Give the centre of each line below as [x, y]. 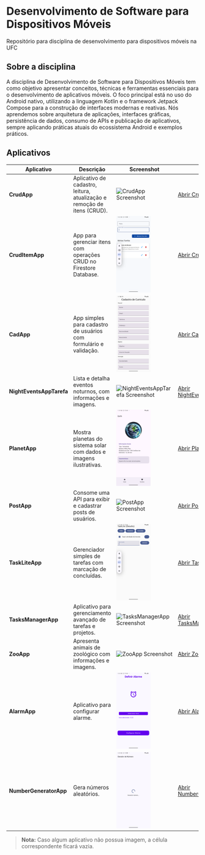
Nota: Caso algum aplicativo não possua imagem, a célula [94, 840]
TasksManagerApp [34, 620]
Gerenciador [89, 549]
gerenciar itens [92, 242]
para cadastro [91, 325]
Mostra [82, 432]
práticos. [17, 133]
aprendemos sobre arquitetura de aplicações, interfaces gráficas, [89, 114]
